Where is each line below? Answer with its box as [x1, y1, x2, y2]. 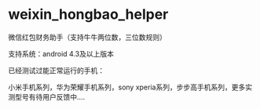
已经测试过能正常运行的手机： [8, 65, 104, 75]
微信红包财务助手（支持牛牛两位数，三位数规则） [8, 32, 167, 42]
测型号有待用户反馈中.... [8, 92, 86, 101]
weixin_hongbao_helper [8, 5, 169, 24]
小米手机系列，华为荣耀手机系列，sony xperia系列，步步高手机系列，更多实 [8, 82, 253, 92]
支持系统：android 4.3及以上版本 [8, 49, 114, 58]
